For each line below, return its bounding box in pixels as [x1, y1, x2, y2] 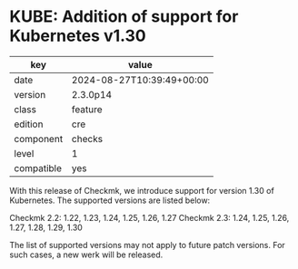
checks [71, 132, 103, 145]
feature [71, 102, 103, 115]
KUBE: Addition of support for [9, 6, 239, 27]
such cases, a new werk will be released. [9, 249, 164, 260]
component [14, 132, 64, 145]
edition [14, 118, 44, 130]
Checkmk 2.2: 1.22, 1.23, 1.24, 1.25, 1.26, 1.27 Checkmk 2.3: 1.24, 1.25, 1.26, [9, 212, 290, 223]
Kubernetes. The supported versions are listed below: [9, 195, 211, 206]
